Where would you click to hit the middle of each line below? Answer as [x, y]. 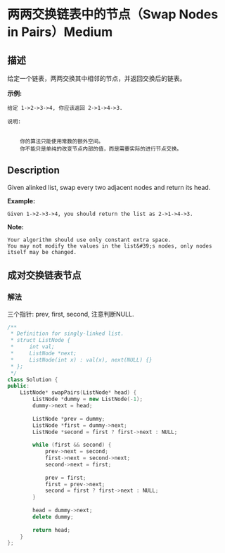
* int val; [32, 347]
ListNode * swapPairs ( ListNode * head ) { [78, 393]
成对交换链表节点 [44, 275]
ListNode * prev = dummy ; [69, 419]
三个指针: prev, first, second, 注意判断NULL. [71, 314]
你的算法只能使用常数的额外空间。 [62, 141]
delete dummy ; [53, 517]
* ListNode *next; [44, 353]
